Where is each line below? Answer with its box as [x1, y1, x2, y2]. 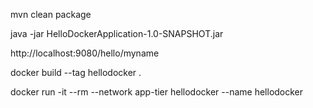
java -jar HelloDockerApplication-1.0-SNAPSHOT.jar [10, 28, 224, 39]
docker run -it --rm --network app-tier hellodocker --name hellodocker [10, 86, 304, 98]
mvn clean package [10, 9, 92, 20]
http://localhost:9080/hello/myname [10, 47, 160, 59]
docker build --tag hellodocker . [10, 67, 142, 78]
